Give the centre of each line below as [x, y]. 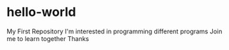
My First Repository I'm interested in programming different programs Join [114, 31]
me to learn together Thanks [48, 38]
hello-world [42, 12]
